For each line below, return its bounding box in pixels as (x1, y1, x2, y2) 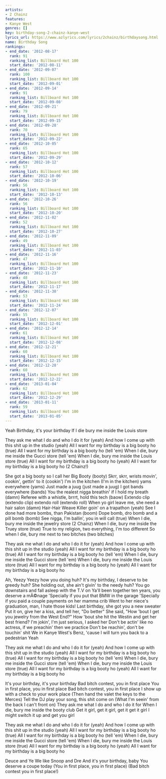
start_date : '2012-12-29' (9, 395, 63, 400)
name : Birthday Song (5, 40, 48, 45)
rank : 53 (9, 294, 28, 299)
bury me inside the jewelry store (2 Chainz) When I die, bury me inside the (5, 520, 157, 527)
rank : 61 (9, 331, 28, 336)
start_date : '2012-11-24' (9, 303, 63, 308)
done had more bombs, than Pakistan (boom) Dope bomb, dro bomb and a (5, 510, 158, 516)
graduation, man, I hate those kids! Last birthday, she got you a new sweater (5, 603, 161, 609)
